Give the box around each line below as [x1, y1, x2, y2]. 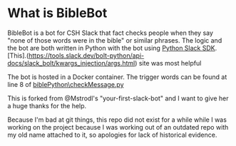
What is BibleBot [7, 5, 108, 21]
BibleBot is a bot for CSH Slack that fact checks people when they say [7, 28, 214, 37]
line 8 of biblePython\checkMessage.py [7, 80, 124, 88]
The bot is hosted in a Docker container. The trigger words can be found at [7, 73, 227, 81]
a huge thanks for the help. [7, 101, 87, 110]
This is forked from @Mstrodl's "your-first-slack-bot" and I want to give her [7, 94, 229, 103]
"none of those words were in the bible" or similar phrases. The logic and [7, 36, 222, 44]
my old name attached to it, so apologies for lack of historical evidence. [7, 130, 217, 139]
